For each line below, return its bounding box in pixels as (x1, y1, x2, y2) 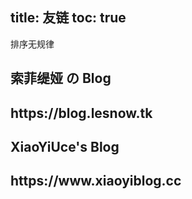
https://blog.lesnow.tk (10, 104, 153, 122)
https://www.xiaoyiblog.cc (10, 173, 182, 190)
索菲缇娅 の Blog (10, 70, 112, 87)
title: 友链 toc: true (10, 9, 127, 27)
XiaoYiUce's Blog (10, 138, 120, 155)
